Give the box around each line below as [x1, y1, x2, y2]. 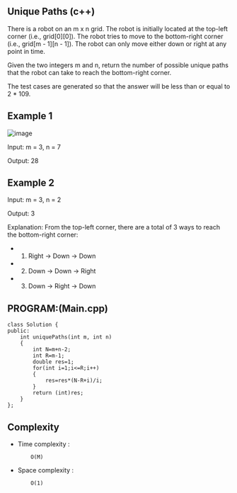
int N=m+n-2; [33, 346, 71, 353]
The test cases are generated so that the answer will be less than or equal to [7, 81, 231, 91]
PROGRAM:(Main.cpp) [7, 302, 108, 314]
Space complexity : [17, 466, 74, 475]
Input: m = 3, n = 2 [7, 195, 62, 204]
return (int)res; [33, 390, 83, 397]
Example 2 [7, 177, 54, 189]
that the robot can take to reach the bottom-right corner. [7, 68, 172, 76]
